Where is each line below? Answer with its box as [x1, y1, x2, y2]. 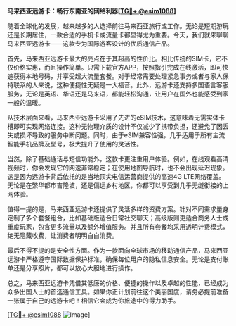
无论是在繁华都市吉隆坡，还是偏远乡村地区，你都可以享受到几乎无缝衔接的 [7, 181, 223, 189]
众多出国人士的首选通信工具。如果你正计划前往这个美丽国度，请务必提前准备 [7, 288, 229, 296]
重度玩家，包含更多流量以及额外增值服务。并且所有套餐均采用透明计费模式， [7, 222, 229, 231]
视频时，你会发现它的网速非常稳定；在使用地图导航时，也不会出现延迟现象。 [7, 163, 229, 172]
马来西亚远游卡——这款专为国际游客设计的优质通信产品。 [7, 39, 173, 48]
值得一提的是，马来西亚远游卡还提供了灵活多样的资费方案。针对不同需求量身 [7, 205, 229, 213]
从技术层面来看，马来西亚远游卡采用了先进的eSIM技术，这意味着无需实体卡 [7, 113, 225, 122]
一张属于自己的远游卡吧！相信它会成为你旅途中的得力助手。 [7, 296, 180, 305]
